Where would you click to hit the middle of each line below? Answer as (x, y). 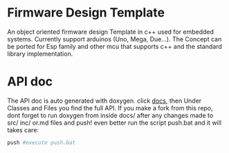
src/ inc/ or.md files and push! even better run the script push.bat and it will (114, 123)
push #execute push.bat (42, 143)
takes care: (23, 130)
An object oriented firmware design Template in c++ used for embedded (111, 32)
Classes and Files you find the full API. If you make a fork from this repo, (110, 108)
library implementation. (40, 54)
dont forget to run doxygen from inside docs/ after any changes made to (110, 115)
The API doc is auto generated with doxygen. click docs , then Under (104, 101)
